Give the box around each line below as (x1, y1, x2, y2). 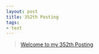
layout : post (6, 8, 38, 15)
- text (6, 25, 22, 31)
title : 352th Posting (6, 14, 59, 20)
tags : (6, 19, 19, 25)
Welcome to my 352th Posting (20, 41, 94, 48)
